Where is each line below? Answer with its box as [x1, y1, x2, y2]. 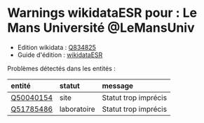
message [102, 81, 134, 91]
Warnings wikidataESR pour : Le [7, 5, 198, 21]
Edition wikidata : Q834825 [17, 43, 97, 51]
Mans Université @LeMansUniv [7, 20, 195, 36]
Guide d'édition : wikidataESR [17, 51, 103, 59]
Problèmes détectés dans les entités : [7, 64, 116, 72]
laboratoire [59, 104, 96, 114]
